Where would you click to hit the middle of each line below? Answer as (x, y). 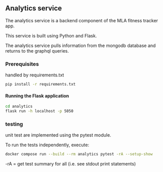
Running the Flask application (37, 96)
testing (14, 124)
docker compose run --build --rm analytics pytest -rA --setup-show (79, 154)
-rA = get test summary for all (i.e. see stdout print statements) (71, 164)
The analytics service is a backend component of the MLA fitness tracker (82, 20)
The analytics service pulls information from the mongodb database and (80, 46)
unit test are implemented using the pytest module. (58, 135)
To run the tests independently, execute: (47, 145)
